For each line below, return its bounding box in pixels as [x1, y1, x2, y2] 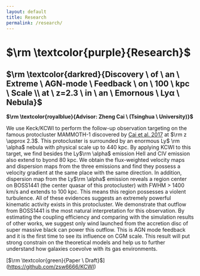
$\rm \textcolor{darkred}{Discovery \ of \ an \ [6, 69, 180, 79]
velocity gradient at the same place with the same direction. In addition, [6, 169, 182, 176]
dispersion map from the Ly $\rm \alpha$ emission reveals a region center [6, 176, 187, 183]
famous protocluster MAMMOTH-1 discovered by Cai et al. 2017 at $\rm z [6, 131, 187, 138]
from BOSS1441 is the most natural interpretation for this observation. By [6, 207, 185, 214]
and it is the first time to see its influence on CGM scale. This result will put [6, 232, 190, 240]
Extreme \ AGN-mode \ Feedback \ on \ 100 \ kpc [6, 78, 190, 88]
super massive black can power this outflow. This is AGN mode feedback [6, 226, 186, 234]
